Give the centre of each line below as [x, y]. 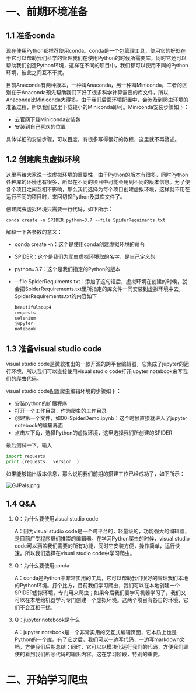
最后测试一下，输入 [29, 445]
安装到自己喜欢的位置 [40, 127]
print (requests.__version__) [43, 461]
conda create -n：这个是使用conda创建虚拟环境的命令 [80, 244]
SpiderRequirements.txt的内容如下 [56, 296]
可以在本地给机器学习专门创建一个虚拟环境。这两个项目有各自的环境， [99, 600]
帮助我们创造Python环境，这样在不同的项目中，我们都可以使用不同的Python [97, 65]
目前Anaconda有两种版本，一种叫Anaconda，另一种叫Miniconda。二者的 [94, 85]
